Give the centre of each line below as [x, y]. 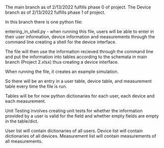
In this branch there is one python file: [44, 22]
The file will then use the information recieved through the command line [79, 52]
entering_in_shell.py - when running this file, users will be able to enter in [80, 31]
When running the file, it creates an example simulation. [62, 72]
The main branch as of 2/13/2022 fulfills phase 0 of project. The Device [78, 7]
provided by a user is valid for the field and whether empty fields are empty [82, 116]
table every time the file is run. [36, 86]
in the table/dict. [22, 121]
